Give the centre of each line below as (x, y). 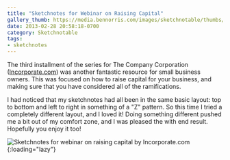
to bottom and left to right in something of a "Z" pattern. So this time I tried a (115, 107)
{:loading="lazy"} (31, 149)
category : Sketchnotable (42, 32)
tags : (15, 39)
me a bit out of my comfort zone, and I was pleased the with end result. (108, 121)
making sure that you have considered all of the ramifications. (94, 86)
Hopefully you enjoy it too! (44, 129)
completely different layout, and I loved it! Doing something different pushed (114, 114)
